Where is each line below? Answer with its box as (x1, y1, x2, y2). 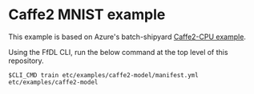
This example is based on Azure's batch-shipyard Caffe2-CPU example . (8, 32, 247, 41)
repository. (8, 56, 44, 65)
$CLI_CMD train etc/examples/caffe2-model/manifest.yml (8, 71, 199, 79)
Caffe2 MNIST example (8, 6, 166, 24)
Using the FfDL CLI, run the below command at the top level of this (8, 47, 228, 57)
